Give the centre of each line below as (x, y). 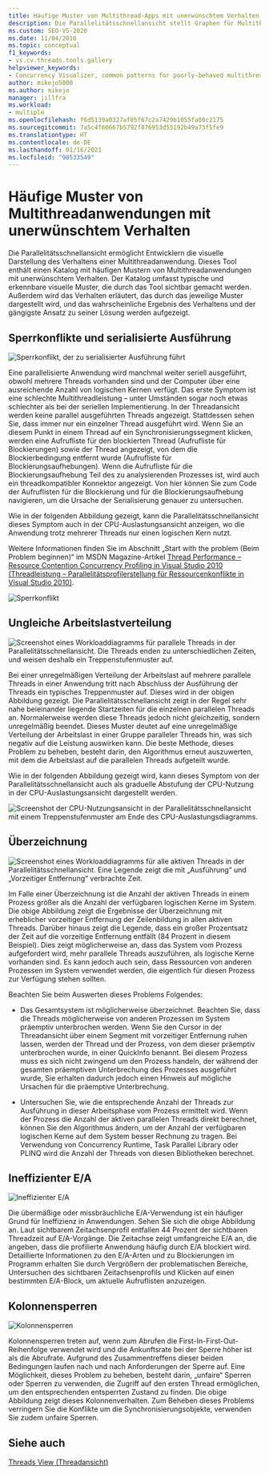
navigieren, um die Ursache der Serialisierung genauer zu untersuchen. (126, 500)
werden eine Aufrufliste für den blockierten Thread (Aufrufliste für (117, 441)
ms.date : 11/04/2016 (43, 38)
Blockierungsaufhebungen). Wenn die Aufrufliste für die (101, 466)
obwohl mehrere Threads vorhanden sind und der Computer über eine (124, 381)
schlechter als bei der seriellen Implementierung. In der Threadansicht (124, 407)
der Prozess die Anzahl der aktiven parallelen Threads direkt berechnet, (139, 1119)
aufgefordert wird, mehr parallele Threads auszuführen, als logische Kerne (131, 953)
